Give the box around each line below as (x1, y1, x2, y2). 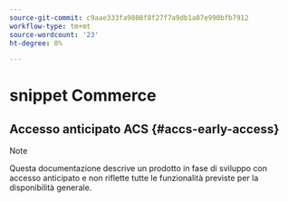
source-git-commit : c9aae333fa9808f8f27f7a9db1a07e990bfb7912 (9, 13, 249, 23)
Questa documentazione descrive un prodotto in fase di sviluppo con (9, 163, 268, 174)
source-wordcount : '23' (9, 30, 100, 39)
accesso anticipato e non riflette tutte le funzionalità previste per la (9, 173, 259, 184)
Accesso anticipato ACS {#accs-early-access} (9, 121, 280, 137)
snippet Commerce (9, 85, 157, 106)
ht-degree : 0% (9, 38, 63, 48)
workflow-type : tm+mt (9, 22, 91, 31)
